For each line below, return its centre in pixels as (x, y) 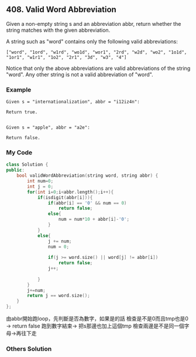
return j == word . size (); (59, 296)
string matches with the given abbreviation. (58, 30)
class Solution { (27, 165)
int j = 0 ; (40, 186)
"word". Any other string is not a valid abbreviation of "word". (80, 74)
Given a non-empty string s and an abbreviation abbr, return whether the (94, 23)
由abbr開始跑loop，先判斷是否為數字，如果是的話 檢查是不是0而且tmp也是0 (97, 319)
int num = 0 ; (40, 181)
